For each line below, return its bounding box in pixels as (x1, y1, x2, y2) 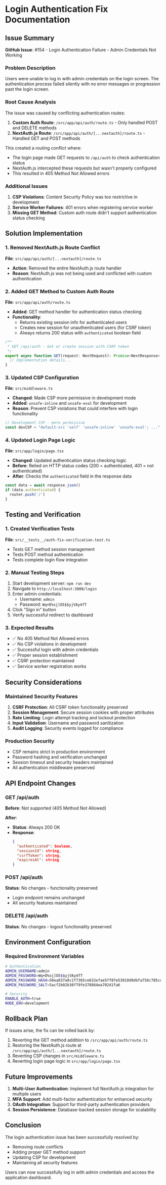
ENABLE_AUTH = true (5, 996, 41, 1001)
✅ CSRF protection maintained (12, 658, 75, 664)
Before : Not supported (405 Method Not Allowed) (5, 805, 107, 811)
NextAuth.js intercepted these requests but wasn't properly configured (12, 165, 157, 171)
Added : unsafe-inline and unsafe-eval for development (12, 400, 127, 406)
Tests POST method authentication (12, 551, 83, 557)
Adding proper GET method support (12, 1149, 86, 1155)
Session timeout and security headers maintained (12, 759, 114, 765)
